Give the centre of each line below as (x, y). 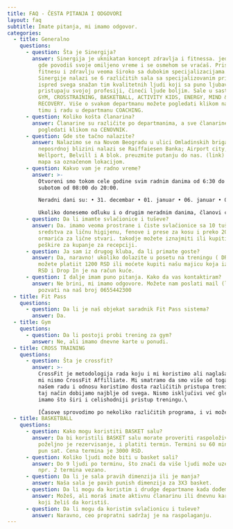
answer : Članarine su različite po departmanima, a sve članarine (130, 123)
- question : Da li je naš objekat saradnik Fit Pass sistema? (117, 309)
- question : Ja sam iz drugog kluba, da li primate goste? (112, 251)
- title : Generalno (42, 40)
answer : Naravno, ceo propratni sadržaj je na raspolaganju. (122, 515)
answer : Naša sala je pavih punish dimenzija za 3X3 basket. (122, 483)
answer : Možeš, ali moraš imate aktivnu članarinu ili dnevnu (124, 496)
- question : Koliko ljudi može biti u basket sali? (102, 457)
